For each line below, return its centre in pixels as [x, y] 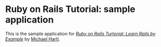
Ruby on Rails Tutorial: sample [70, 9]
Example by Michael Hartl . [33, 39]
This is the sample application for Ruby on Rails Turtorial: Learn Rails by [80, 33]
